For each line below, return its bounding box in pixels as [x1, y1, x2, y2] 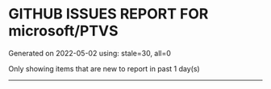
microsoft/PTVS [8, 22, 119, 40]
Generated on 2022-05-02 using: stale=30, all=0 [8, 48, 172, 58]
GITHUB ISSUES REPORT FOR [8, 5, 209, 23]
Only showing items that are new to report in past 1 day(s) [8, 63, 200, 73]
